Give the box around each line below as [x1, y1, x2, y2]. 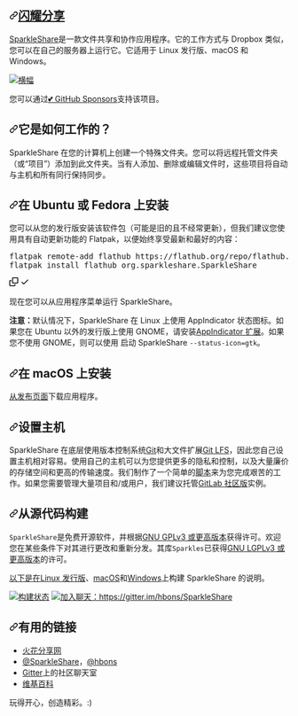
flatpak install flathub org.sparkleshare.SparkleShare [9, 261, 257, 270]
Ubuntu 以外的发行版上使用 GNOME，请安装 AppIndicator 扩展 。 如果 [34, 326, 285, 337]
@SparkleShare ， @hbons [21, 656, 118, 666]
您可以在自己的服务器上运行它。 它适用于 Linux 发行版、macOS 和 [9, 44, 249, 55]
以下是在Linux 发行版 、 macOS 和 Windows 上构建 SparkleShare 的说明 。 [9, 572, 270, 583]
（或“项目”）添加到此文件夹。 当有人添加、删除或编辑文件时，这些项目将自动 [9, 158, 288, 168]
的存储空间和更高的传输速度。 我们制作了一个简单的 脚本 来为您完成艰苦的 [9, 467, 273, 478]
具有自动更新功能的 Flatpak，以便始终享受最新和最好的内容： [16, 234, 241, 245]
